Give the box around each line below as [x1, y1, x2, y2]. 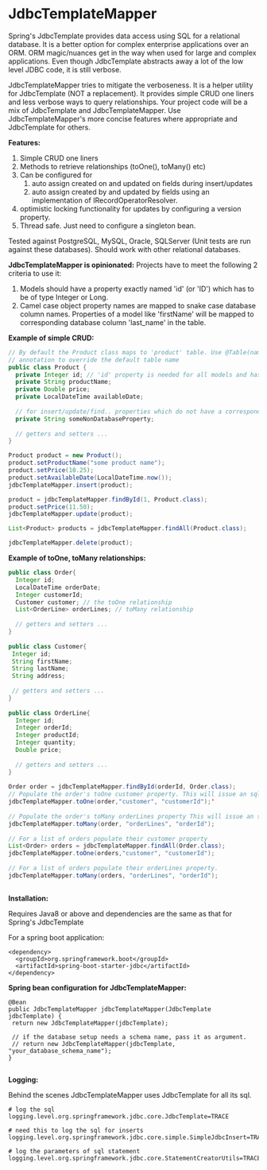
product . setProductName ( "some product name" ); [8, 459, 165, 467]
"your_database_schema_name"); [8, 1047, 112, 1055]
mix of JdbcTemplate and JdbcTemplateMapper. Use [8, 105, 181, 115]
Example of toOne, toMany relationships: [8, 553, 146, 563]
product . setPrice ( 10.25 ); [8, 467, 94, 475]
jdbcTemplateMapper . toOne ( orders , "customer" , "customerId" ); [8, 850, 215, 858]
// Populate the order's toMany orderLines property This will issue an [8, 812, 254, 820]
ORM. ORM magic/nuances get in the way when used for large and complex [8, 48, 257, 57]
